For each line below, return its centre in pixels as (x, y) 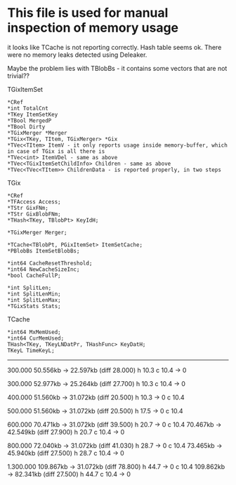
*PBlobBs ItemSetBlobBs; (44, 251)
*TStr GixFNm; (28, 208)
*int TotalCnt (28, 108)
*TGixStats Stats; (34, 306)
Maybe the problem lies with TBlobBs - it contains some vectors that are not (117, 68)
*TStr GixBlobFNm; (34, 214)
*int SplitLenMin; (34, 294)
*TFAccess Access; (34, 201)
